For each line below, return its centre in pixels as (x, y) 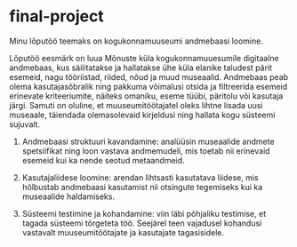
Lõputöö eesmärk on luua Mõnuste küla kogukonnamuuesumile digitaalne (144, 58)
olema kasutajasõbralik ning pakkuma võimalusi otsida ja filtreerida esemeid (148, 86)
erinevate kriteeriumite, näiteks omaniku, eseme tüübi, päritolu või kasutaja (146, 96)
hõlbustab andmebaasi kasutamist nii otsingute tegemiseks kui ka (142, 187)
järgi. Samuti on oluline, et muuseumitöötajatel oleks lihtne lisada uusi (136, 105)
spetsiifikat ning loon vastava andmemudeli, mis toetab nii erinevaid (146, 151)
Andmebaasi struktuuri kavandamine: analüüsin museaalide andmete (148, 141)
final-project (56, 16)
